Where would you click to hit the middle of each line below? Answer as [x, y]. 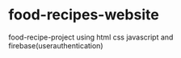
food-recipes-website [84, 15]
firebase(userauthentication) [56, 45]
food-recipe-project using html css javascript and [91, 37]
